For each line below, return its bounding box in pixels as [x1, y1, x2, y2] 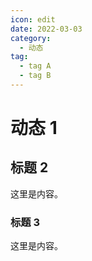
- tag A [19, 61, 52, 71]
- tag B [19, 71, 52, 81]
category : [10, 33, 52, 43]
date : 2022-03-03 [10, 24, 83, 34]
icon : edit [10, 14, 56, 25]
